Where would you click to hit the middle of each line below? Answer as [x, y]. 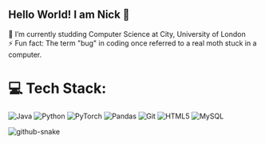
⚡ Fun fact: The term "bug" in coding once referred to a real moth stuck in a [132, 43]
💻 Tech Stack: [57, 88]
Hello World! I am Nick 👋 [69, 15]
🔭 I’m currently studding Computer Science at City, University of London [127, 34]
